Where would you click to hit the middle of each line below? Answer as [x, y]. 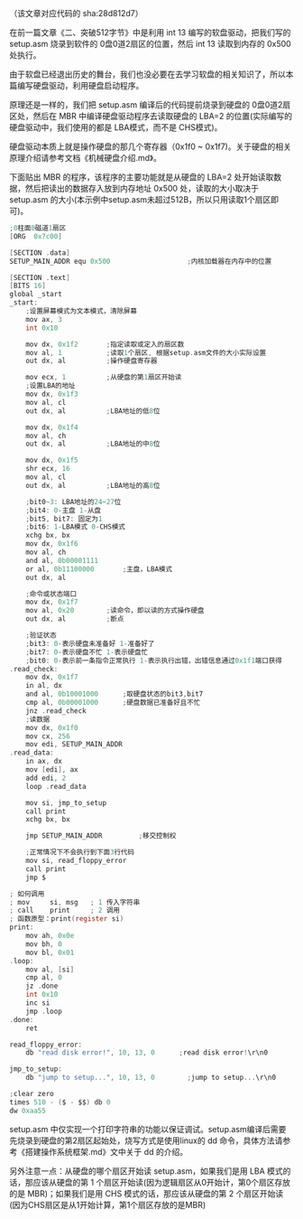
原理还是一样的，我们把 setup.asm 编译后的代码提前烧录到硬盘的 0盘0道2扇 [150, 105]
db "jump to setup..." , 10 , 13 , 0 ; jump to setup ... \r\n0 [151, 1078]
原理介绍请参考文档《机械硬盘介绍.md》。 [86, 158]
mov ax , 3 [44, 319]
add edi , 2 [46, 778]
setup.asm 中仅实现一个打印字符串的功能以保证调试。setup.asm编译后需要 [148, 1129]
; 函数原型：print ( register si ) [67, 919]
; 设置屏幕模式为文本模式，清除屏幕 [82, 311]
